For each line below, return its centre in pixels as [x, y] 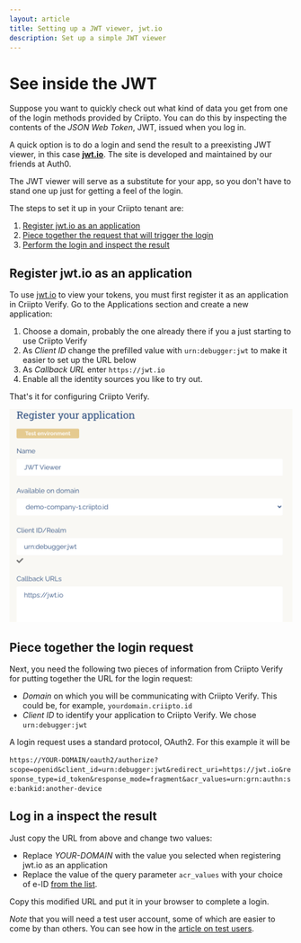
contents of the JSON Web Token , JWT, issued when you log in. [128, 128]
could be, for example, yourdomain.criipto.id [107, 705]
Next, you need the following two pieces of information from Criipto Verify [146, 669]
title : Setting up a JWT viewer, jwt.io [86, 28]
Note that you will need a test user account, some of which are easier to [142, 919]
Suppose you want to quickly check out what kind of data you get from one [149, 109]
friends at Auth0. [40, 164]
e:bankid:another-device [56, 788]
